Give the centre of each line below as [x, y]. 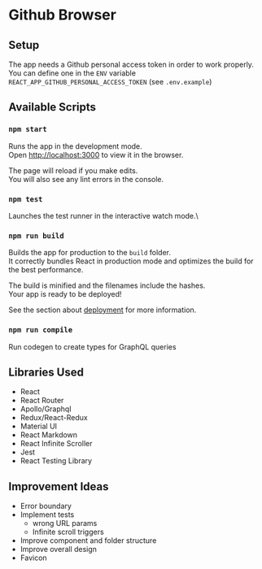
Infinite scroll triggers [68, 532]
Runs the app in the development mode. [75, 146]
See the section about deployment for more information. [103, 310]
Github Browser [62, 15]
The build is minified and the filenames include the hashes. [107, 285]
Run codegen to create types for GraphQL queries [92, 346]
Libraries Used [46, 372]
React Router [42, 401]
